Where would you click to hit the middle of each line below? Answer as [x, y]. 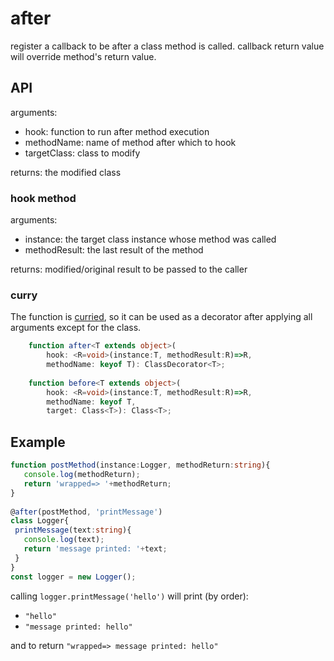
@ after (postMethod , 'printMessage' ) [86, 512]
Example [38, 442]
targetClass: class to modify [82, 153]
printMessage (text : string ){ [73, 530]
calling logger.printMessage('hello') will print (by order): [129, 596]
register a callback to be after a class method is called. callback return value [167, 46]
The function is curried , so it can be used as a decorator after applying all [161, 317]
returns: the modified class [66, 172]
